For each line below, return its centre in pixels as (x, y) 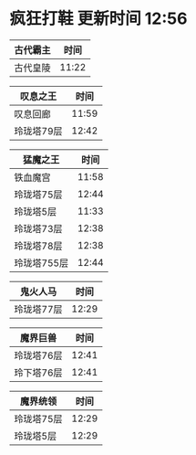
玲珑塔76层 (38, 355)
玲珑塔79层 (38, 131)
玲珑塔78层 (38, 246)
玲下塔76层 (38, 373)
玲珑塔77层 (38, 309)
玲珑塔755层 (41, 263)
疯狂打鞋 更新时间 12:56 (98, 19)
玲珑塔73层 (38, 228)
